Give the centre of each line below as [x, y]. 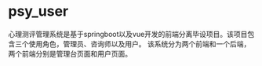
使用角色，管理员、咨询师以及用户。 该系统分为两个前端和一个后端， [140, 44]
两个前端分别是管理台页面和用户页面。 [70, 53]
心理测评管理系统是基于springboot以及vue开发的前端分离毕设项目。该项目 [128, 34]
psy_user [38, 11]
